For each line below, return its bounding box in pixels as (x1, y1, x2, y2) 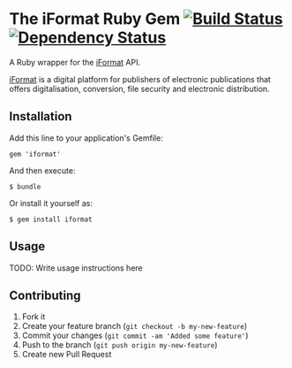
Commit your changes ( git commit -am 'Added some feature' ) (21, 330, 249, 341)
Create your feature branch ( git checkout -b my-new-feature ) (21, 321, 248, 332)
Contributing (9, 287, 81, 303)
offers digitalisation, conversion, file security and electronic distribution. (9, 83, 271, 94)
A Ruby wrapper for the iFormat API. (9, 57, 141, 67)
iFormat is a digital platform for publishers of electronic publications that (9, 73, 272, 84)
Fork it (21, 311, 46, 322)
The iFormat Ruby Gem (9, 9, 181, 29)
